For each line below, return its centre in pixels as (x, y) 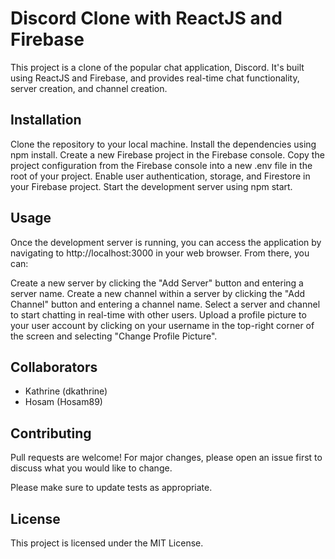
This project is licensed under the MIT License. (107, 543)
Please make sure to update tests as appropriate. (111, 488)
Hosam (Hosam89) (63, 402)
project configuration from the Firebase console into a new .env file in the (161, 165)
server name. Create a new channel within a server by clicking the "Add (158, 293)
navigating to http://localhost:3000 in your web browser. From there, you (160, 253)
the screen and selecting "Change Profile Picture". (114, 336)
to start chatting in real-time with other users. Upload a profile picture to (158, 314)
